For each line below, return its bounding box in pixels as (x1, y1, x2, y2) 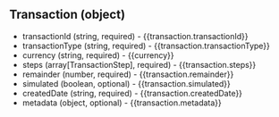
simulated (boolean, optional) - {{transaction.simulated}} (21, 78, 231, 88)
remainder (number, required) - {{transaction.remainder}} (21, 69, 234, 79)
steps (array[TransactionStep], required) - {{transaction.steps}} (21, 59, 257, 70)
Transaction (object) (9, 7, 126, 22)
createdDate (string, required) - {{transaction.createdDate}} (21, 88, 243, 98)
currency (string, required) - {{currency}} (21, 49, 174, 61)
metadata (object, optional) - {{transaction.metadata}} (21, 97, 222, 108)
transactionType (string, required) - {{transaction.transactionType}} (21, 40, 271, 51)
